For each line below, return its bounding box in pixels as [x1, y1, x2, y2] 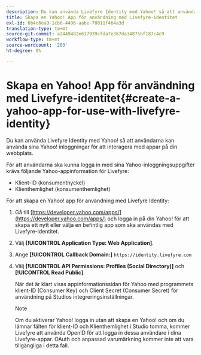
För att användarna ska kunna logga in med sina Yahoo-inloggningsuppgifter [6, 161, 195, 168]
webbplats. [6, 149, 34, 156]
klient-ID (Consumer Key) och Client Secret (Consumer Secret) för [14, 287, 178, 294]
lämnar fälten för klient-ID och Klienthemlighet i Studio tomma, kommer [14, 323, 190, 330]
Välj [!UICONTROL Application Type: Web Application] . [14, 239, 154, 246]
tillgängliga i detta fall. [14, 342, 69, 349]
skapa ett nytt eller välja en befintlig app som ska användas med [14, 221, 173, 228]
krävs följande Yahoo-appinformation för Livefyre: [6, 167, 130, 174]
